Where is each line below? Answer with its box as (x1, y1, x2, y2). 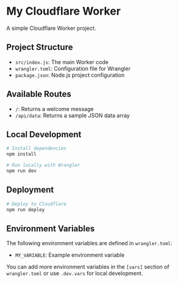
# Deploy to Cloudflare (6, 201, 67, 207)
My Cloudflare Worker (6, 4, 121, 18)
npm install (6, 151, 37, 157)
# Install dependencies (6, 145, 67, 152)
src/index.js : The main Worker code (15, 58, 109, 65)
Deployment (6, 185, 54, 195)
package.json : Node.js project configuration (15, 71, 125, 79)
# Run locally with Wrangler (6, 162, 80, 168)
